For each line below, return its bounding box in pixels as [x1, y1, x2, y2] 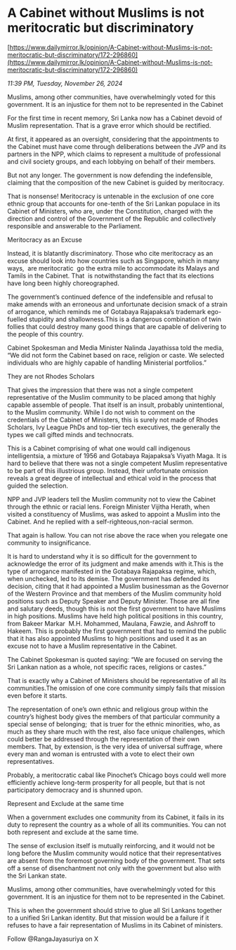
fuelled [7, 315, 28, 323]
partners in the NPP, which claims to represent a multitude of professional [7, 150, 221, 158]
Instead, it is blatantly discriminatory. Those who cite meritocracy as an [7, 249, 214, 257]
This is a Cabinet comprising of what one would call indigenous [7, 444, 191, 453]
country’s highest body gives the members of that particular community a [7, 712, 220, 721]
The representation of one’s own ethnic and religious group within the [7, 705, 209, 713]
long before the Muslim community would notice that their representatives [7, 849, 222, 857]
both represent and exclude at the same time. [7, 828, 139, 836]
